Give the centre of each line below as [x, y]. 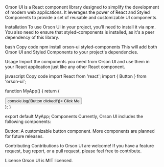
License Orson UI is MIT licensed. [39, 160]
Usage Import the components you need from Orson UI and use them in [77, 61]
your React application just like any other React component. [65, 67]
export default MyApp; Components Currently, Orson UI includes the [74, 116]
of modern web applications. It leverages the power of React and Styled [78, 12]
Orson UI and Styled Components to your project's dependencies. [72, 52]
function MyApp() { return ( [32, 91]
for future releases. [24, 136]
